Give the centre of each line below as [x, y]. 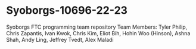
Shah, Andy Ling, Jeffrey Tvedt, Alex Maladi [60, 39]
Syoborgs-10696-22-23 [67, 10]
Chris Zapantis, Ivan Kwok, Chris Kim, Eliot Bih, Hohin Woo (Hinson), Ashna [98, 33]
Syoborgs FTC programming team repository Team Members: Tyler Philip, [97, 27]
